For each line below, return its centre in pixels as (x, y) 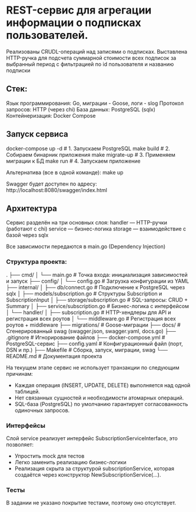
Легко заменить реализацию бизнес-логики (70, 462)
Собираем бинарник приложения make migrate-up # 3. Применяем (91, 154)
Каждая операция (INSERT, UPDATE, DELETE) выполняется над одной (102, 385)
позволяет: (20, 444)
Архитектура (32, 208)
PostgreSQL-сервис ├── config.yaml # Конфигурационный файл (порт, (95, 343)
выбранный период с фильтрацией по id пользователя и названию (90, 64)
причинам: (20, 374)
